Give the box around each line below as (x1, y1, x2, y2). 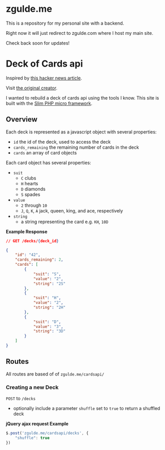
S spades (20, 191, 40, 198)
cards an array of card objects (13, 149, 77, 155)
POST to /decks (6, 396, 36, 402)
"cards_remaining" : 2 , (15, 257, 64, 262)
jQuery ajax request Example (6, 421, 69, 427)
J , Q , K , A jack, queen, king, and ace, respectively (20, 207, 123, 213)
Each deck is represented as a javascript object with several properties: (6, 129, 157, 135)
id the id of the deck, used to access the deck (13, 139, 111, 145)
